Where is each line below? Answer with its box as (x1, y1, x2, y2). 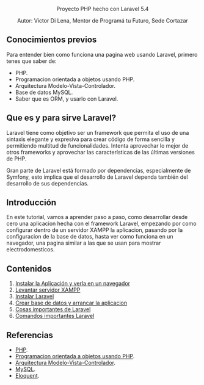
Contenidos (6, 264, 52, 274)
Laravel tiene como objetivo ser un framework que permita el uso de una (6, 129, 189, 136)
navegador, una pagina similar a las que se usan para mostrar (6, 239, 161, 246)
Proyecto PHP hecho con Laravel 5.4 (56, 5, 149, 12)
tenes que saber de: (6, 57, 57, 65)
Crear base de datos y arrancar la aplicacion (15, 299, 127, 307)
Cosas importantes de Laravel (15, 306, 91, 313)
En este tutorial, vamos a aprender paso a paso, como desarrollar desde (6, 214, 188, 221)
